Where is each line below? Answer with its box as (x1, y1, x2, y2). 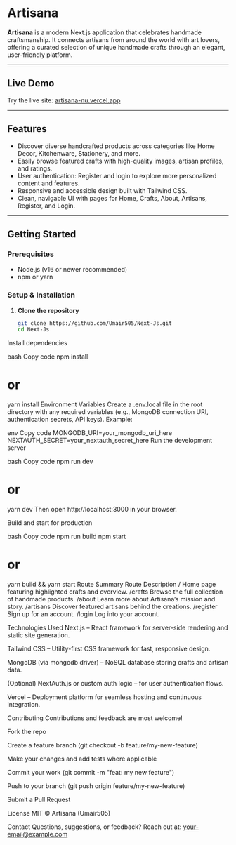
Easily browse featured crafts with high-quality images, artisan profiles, (17, 157, 224, 165)
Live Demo (7, 77, 55, 89)
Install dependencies (7, 339, 68, 347)
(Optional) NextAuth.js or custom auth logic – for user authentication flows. (7, 679, 224, 688)
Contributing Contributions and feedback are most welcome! (7, 714, 183, 722)
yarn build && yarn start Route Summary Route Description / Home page (7, 580, 216, 589)
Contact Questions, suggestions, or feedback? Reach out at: (7, 823, 182, 831)
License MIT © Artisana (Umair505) (7, 809, 111, 818)
